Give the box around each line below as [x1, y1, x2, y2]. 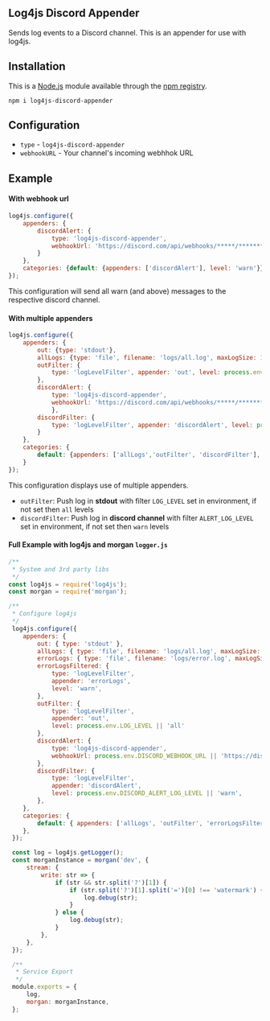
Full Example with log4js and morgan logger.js [8, 540, 168, 550]
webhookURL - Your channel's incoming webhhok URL [19, 148, 194, 158]
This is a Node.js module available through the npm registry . [8, 80, 207, 91]
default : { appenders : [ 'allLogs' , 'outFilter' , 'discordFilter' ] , [37, 451, 261, 459]
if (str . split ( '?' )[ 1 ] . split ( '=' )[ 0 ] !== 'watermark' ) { [69, 886, 264, 894]
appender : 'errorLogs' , [51, 677, 131, 685]
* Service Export [15, 968, 74, 976]
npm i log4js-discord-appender [8, 97, 113, 105]
